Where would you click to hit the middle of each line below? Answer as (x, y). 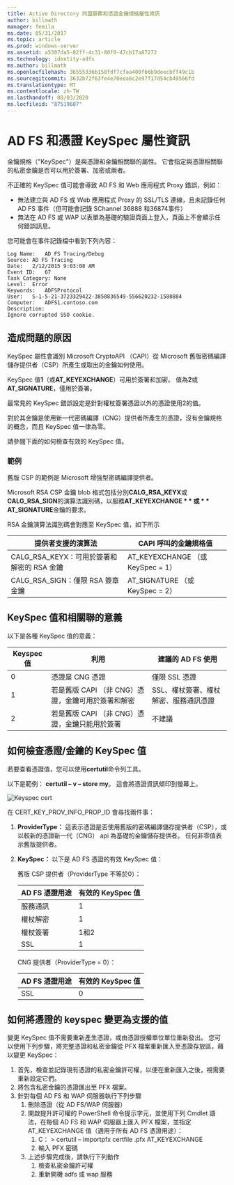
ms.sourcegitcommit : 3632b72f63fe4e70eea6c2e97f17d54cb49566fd (101, 78)
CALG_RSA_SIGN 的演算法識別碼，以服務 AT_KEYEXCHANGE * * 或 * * (108, 501)
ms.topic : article (34, 40)
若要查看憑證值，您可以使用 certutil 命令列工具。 (76, 769)
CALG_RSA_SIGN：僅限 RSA (57, 580)
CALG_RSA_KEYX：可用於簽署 (61, 556)
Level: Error (28, 284)
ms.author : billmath (37, 65)
